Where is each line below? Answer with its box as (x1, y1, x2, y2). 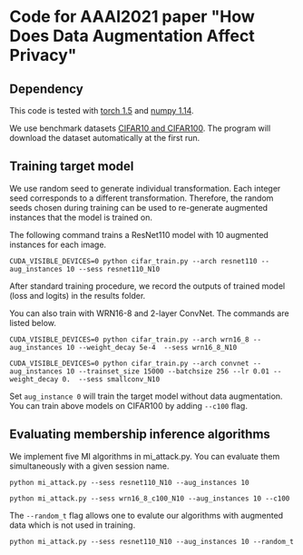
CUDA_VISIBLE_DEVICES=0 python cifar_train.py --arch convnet (9, 359, 249, 368)
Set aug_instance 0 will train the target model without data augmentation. (9, 391, 283, 401)
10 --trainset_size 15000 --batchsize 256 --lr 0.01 (66, 366, 270, 376)
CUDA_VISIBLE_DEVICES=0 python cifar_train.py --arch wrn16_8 (9, 334, 249, 344)
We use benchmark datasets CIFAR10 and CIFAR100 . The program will (9, 123, 271, 134)
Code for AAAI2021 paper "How (9, 6, 256, 27)
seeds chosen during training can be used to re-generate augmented (9, 202, 269, 213)
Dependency (9, 81, 83, 96)
